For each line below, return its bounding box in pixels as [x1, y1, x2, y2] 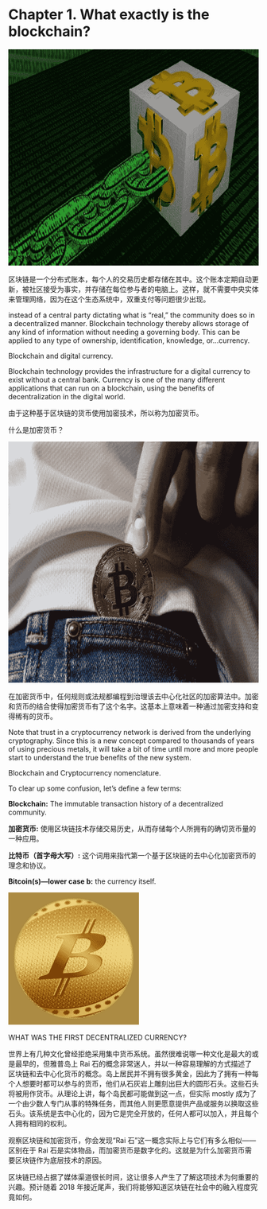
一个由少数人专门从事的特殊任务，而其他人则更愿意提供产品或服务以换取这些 [8, 1098, 259, 1108]
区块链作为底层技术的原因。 [14, 1155, 106, 1164]
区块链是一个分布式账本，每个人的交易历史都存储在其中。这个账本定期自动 [8, 274, 252, 284]
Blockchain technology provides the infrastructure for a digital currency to [8, 367, 250, 376]
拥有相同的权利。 [14, 1118, 72, 1128]
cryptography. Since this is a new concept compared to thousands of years [8, 736, 255, 745]
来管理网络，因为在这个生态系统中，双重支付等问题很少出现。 [8, 294, 211, 304]
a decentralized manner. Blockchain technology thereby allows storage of [8, 319, 250, 328]
